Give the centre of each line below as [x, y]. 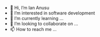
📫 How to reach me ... [33, 29]
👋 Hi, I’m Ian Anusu [29, 8]
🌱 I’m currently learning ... [37, 18]
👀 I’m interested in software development [53, 13]
